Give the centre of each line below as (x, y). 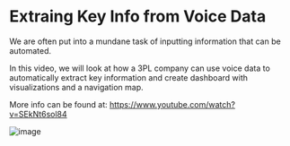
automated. (31, 50)
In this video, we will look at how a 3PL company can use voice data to (140, 68)
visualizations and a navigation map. (76, 87)
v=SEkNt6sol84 (38, 114)
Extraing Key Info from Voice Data (138, 17)
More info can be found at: (58, 104)
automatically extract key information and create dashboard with (129, 77)
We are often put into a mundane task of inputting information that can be (145, 41)
